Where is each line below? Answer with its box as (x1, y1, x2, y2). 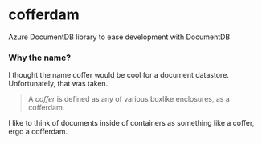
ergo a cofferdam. (8, 126, 68, 137)
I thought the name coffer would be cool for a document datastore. (8, 70, 229, 80)
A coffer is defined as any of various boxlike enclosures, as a (27, 94, 231, 104)
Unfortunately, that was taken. (8, 78, 108, 89)
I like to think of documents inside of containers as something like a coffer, (8, 118, 255, 128)
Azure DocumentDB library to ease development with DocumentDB (8, 32, 231, 42)
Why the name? (8, 52, 71, 63)
